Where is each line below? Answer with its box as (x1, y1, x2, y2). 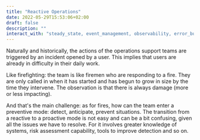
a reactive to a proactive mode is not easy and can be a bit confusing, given (6, 114, 192, 122)
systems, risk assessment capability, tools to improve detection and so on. (6, 127, 189, 135)
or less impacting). (6, 91, 52, 98)
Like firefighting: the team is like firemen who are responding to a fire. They (6, 71, 190, 79)
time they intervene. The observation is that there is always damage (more (6, 84, 189, 91)
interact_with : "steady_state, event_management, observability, (6, 31, 171, 37)
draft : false (6, 20, 39, 26)
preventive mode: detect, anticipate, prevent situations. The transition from (6, 108, 190, 116)
